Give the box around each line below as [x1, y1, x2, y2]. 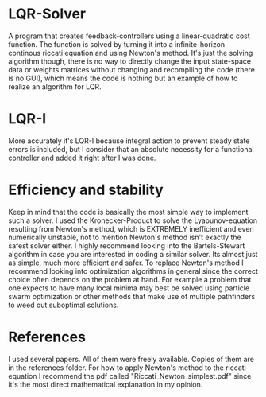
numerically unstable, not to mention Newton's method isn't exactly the [8, 232, 241, 242]
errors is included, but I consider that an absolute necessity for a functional [8, 144, 254, 154]
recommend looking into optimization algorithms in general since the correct [8, 266, 258, 275]
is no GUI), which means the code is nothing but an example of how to [8, 73, 238, 83]
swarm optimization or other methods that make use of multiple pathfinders [8, 291, 256, 301]
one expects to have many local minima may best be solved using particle [8, 283, 250, 293]
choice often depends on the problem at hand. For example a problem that [8, 274, 252, 284]
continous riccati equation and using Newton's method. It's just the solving [8, 48, 253, 57]
